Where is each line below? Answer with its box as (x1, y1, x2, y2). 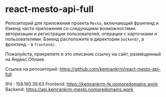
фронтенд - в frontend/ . (5, 41, 57, 47)
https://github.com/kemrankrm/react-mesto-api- (60, 66, 161, 72)
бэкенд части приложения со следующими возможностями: (5, 25, 136, 31)
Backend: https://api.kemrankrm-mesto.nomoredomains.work (5, 86, 134, 92)
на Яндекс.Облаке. (5, 56, 45, 62)
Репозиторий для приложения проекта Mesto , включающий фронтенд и (5, 20, 159, 26)
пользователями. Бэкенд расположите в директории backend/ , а (5, 36, 144, 42)
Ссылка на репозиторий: (5, 66, 59, 72)
